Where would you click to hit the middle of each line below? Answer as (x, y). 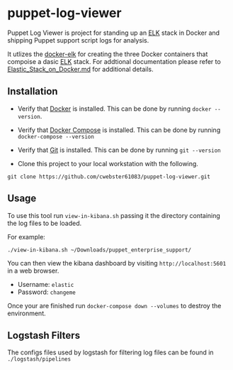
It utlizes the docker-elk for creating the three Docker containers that (108, 54)
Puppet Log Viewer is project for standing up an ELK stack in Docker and (114, 33)
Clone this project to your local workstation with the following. (108, 163)
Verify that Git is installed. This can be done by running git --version (119, 150)
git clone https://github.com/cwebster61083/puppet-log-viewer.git (109, 176)
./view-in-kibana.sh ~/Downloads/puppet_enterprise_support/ (100, 250)
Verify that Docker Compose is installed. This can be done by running (119, 130)
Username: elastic (46, 284)
